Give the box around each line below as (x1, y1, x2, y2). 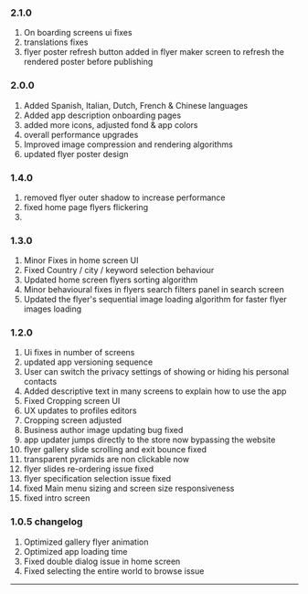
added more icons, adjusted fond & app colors (23, 119, 198, 130)
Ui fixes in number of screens (23, 347, 135, 358)
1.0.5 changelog (10, 515, 83, 528)
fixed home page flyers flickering (23, 201, 149, 212)
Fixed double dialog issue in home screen (23, 556, 181, 567)
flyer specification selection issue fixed (23, 473, 172, 484)
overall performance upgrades (23, 129, 139, 140)
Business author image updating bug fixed (23, 425, 184, 436)
